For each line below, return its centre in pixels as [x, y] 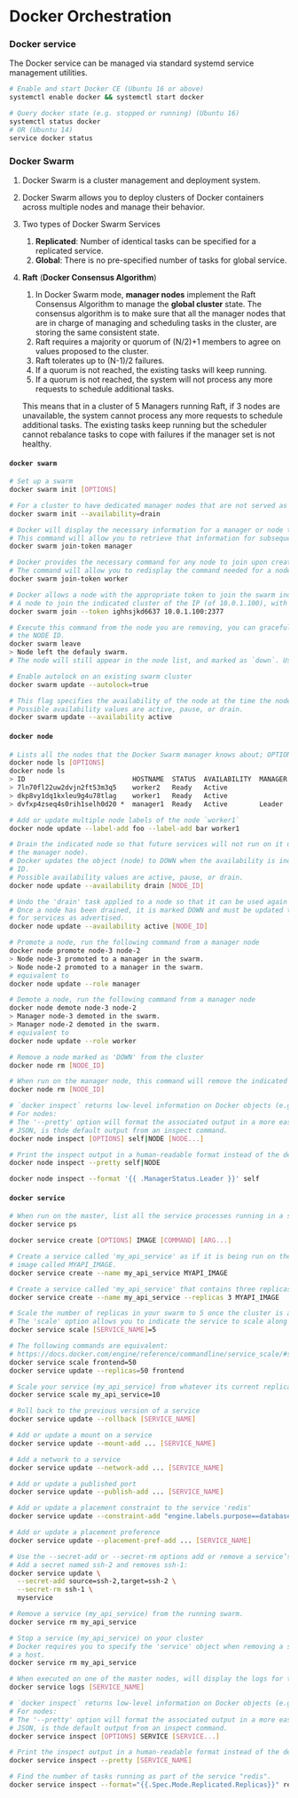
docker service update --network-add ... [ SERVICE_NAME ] [117, 1468]
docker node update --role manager [75, 984]
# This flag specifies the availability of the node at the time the [141, 701]
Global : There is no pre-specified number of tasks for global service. [161, 260]
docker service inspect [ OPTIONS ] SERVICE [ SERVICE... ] [114, 1736]
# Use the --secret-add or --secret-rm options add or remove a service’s [150, 1556]
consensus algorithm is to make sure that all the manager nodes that [161, 313]
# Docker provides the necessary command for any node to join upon [138, 562]
